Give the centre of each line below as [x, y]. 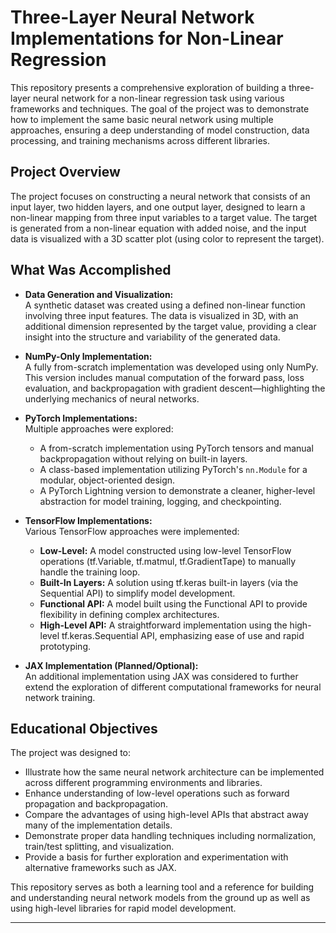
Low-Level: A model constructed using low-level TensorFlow [165, 550]
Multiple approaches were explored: [99, 428]
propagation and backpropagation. [96, 804]
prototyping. [65, 646]
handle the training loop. [90, 572]
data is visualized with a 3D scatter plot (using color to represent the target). [167, 238]
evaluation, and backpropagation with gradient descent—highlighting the [175, 388]
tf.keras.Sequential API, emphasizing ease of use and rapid [183, 635]
